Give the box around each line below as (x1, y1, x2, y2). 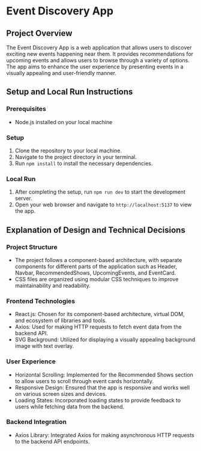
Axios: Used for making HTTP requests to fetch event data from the (14, 323, 182, 330)
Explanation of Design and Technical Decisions (6, 225, 186, 235)
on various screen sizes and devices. (14, 390, 107, 397)
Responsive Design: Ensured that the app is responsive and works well (14, 384, 190, 391)
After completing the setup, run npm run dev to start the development (14, 188, 186, 196)
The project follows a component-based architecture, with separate (14, 256, 182, 263)
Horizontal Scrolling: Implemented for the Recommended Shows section (14, 371, 194, 378)
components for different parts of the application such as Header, (14, 263, 178, 270)
